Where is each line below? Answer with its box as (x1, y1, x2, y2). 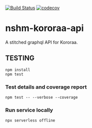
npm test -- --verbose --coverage (5, 95, 78, 100)
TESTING (5, 54, 35, 63)
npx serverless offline (5, 118, 56, 123)
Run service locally (5, 106, 53, 113)
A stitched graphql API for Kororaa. (5, 39, 78, 45)
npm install (5, 67, 30, 72)
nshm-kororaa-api (5, 23, 84, 34)
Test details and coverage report (5, 83, 87, 91)
